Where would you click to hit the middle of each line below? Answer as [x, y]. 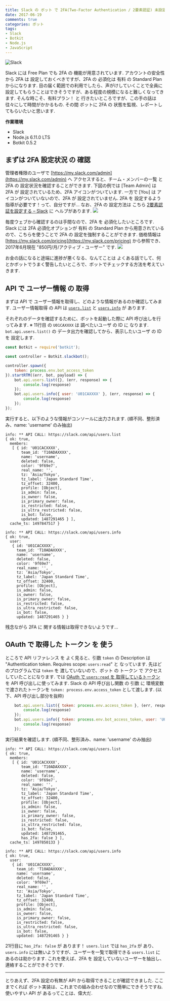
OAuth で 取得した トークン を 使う [59, 645]
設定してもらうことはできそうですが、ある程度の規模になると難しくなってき [85, 91]
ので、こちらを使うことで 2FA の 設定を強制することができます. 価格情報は [83, 235]
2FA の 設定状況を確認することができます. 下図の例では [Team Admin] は [81, 185]
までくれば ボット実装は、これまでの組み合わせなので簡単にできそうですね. [84, 987]
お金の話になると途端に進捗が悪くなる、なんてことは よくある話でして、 [81, 258]
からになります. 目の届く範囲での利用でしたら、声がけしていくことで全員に [84, 85]
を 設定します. [20, 338]
